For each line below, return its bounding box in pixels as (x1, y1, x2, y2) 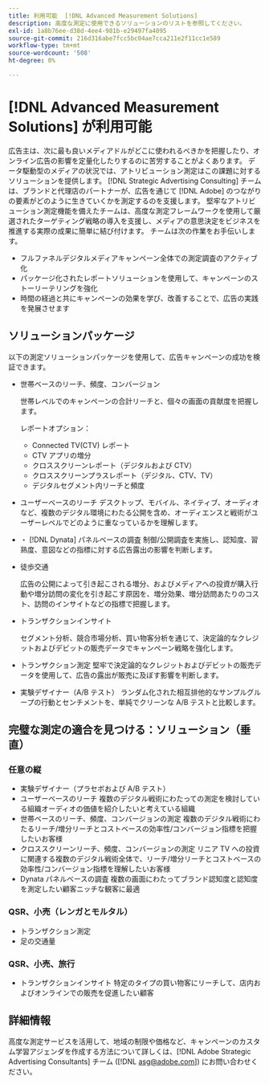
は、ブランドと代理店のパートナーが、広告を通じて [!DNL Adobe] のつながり (8, 185, 262, 195)
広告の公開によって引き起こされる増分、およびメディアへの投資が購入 (19, 579, 251, 589)
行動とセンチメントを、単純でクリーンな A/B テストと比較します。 (40, 697, 260, 707)
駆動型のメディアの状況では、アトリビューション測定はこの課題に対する (22, 165, 261, 175)
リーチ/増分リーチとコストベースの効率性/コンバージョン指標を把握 (34, 824, 257, 833)
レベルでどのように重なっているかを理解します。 (41, 517, 202, 527)
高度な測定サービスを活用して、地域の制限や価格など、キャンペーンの (8, 1037, 239, 1046)
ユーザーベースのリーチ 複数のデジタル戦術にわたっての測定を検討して (19, 794, 254, 804)
